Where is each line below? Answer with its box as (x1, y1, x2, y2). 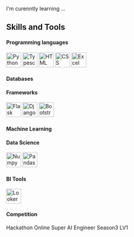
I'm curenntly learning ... (6, 5, 66, 12)
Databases (6, 75, 34, 83)
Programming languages (6, 39, 69, 46)
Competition (6, 210, 38, 217)
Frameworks (6, 89, 38, 96)
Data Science (6, 139, 40, 146)
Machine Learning (6, 125, 52, 132)
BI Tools (6, 175, 27, 182)
